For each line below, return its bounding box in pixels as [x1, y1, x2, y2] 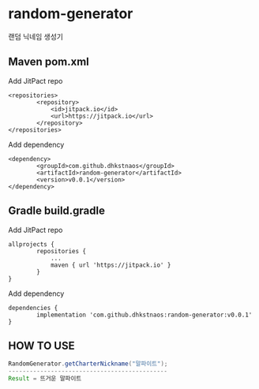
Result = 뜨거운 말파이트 [8, 375, 82, 383]
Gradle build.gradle [8, 204, 105, 218]
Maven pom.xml [8, 55, 89, 69]
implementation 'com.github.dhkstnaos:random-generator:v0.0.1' [36, 311, 253, 319]
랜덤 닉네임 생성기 [8, 32, 63, 41]
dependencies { [8, 304, 58, 312]
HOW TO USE [8, 339, 75, 352]
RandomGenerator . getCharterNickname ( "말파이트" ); [8, 360, 168, 368]
